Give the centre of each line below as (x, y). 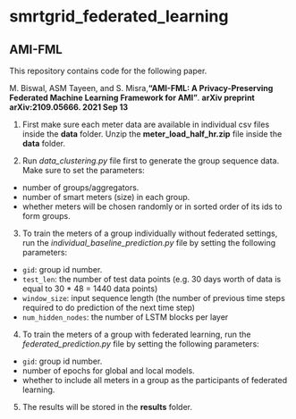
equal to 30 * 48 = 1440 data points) (90, 289)
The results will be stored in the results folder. (107, 407)
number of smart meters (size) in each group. (106, 197)
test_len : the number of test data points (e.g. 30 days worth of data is (152, 279)
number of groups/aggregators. (80, 188)
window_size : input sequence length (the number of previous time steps (154, 298)
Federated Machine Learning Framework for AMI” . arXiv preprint (132, 97)
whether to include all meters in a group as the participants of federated (155, 380)
